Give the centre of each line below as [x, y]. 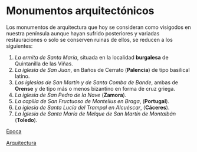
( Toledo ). [26, 120]
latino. [22, 76]
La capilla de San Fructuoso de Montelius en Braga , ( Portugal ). [92, 101]
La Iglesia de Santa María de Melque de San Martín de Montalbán [95, 114]
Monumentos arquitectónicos [80, 11]
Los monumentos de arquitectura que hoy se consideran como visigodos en [98, 27]
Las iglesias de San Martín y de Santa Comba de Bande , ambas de [96, 82]
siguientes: [19, 46]
